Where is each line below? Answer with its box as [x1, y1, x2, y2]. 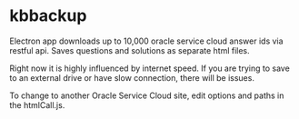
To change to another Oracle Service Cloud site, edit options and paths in [9, 90, 284, 101]
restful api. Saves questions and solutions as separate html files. [9, 45, 250, 55]
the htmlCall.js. [9, 99, 65, 110]
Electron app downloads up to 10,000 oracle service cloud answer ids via [9, 35, 284, 46]
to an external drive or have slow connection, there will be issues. [9, 72, 254, 83]
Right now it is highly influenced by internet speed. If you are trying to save [9, 63, 291, 74]
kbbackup [9, 5, 87, 26]
